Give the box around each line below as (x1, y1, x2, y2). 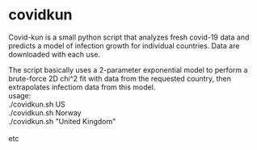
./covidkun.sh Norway (8, 107, 82, 118)
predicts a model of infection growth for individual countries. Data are (8, 40, 240, 50)
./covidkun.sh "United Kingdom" (8, 116, 116, 126)
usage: (8, 90, 32, 100)
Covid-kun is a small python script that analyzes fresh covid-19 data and (8, 32, 250, 42)
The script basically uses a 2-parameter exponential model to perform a (8, 65, 248, 74)
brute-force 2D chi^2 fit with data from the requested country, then (8, 73, 232, 83)
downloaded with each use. (8, 49, 101, 59)
